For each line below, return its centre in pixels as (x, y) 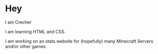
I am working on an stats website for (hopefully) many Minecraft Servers (79, 41)
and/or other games (26, 46)
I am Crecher (18, 22)
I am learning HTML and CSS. (36, 31)
